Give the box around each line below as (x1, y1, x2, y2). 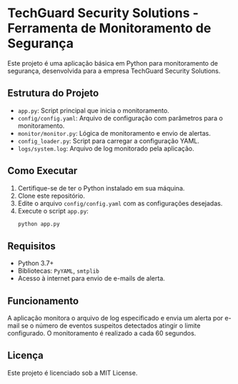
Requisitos (7, 240, 56, 252)
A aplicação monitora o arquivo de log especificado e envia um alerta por (7, 314, 224, 323)
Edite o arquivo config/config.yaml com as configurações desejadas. (17, 198, 223, 208)
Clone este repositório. (17, 191, 86, 200)
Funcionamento (7, 295, 79, 307)
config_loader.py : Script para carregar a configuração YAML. (17, 136, 200, 145)
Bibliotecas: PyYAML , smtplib (17, 266, 100, 276)
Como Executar (7, 165, 78, 177)
